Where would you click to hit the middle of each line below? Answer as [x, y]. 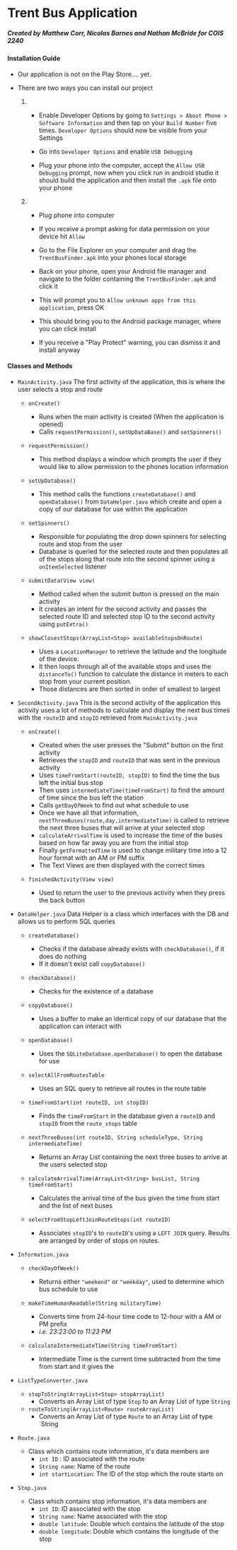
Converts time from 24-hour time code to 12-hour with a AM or [130, 1316]
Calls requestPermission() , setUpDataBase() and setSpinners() [130, 431]
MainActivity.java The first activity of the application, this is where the [121, 381]
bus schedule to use [68, 1289]
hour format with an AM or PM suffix [92, 858]
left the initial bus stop [71, 782]
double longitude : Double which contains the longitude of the [129, 1531]
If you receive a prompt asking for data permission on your [124, 228]
